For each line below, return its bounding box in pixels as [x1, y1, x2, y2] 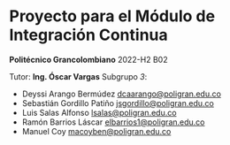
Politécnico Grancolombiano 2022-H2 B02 [9, 54, 168, 65]
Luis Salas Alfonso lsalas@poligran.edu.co [21, 107, 177, 118]
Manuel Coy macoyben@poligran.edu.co [21, 126, 172, 136]
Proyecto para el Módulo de [9, 6, 215, 27]
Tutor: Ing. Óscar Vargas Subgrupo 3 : [9, 71, 148, 81]
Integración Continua [9, 25, 168, 45]
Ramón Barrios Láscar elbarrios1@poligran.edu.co [21, 117, 205, 127]
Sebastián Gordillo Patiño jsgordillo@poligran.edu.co [21, 97, 214, 108]
